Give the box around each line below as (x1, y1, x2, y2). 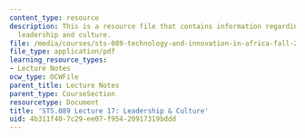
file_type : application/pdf (9, 47, 116, 56)
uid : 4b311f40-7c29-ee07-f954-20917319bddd (9, 114, 177, 123)
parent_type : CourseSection (9, 89, 116, 98)
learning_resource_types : (9, 55, 107, 64)
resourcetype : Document (9, 97, 100, 107)
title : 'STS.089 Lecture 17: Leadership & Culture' (9, 106, 209, 115)
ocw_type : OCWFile (9, 73, 79, 82)
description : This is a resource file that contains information (9, 22, 261, 31)
